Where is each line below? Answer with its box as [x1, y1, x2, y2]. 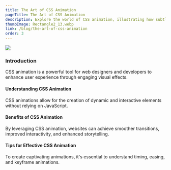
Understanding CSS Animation [5, 86, 72, 92]
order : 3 [5, 31, 24, 36]
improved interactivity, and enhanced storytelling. [5, 130, 109, 137]
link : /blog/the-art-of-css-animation [5, 26, 88, 31]
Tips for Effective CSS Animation [5, 143, 76, 149]
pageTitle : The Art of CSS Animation [5, 12, 85, 17]
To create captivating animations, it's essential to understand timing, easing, [5, 153, 165, 160]
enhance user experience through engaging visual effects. [5, 74, 128, 80]
